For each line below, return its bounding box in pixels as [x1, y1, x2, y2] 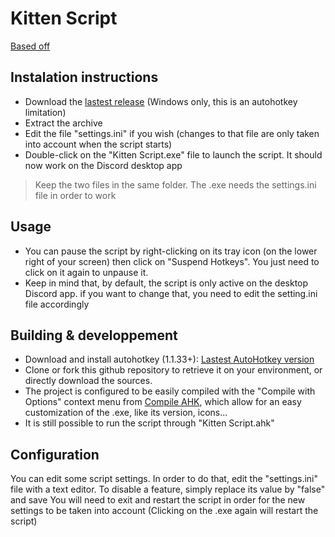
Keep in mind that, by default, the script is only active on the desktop [24, 277, 309, 289]
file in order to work [34, 189, 117, 201]
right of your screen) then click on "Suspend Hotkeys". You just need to [24, 255, 320, 267]
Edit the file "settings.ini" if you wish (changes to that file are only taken [24, 127, 320, 139]
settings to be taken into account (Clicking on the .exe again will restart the [10, 505, 319, 517]
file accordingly [24, 298, 90, 310]
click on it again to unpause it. [24, 266, 149, 278]
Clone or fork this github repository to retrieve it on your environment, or [24, 364, 323, 376]
